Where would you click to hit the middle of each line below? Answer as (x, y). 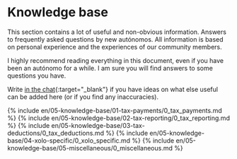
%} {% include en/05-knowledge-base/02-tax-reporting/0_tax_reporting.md (118, 118)
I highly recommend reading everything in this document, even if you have (116, 60)
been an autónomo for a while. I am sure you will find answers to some (110, 68)
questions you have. (37, 76)
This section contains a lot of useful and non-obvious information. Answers (117, 32)
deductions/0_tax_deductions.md (56, 133)
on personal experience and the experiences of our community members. (115, 47)
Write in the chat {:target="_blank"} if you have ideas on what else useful (112, 89)
